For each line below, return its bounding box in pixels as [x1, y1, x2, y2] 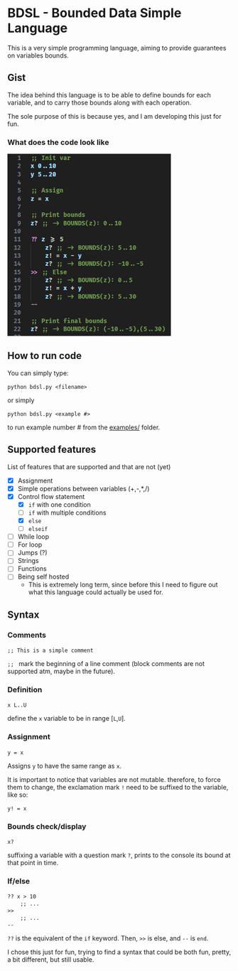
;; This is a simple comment [7, 647, 94, 655]
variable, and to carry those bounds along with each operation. [7, 98, 192, 107]
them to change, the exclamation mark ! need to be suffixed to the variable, [7, 783, 229, 791]
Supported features [7, 444, 97, 456]
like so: [7, 790, 28, 799]
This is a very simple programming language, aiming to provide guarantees [7, 43, 227, 52]
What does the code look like [7, 137, 109, 147]
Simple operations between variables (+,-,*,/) [17, 484, 150, 493]
